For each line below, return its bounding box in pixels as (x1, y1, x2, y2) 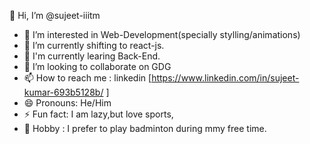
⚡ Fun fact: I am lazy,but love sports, (23, 108, 174, 120)
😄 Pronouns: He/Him (23, 97, 112, 109)
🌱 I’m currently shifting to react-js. (23, 40, 165, 51)
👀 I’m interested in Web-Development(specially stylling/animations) (23, 29, 301, 40)
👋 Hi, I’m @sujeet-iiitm (9, 10, 101, 21)
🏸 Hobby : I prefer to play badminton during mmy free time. (23, 123, 267, 134)
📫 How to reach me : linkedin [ (23, 72, 152, 84)
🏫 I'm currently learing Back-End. (23, 50, 161, 62)
